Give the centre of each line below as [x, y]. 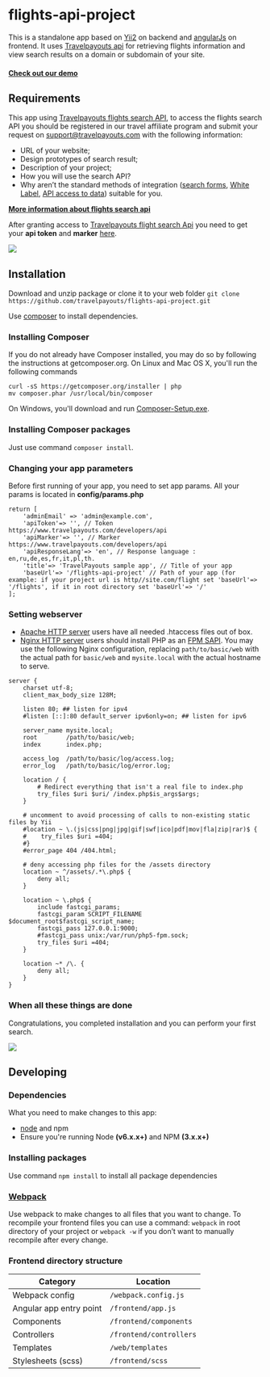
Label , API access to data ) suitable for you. [91, 194]
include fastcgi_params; [79, 907]
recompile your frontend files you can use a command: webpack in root [125, 1223]
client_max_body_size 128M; [70, 695]
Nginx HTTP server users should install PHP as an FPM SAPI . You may [137, 641]
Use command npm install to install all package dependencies [113, 1175]
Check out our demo [43, 73]
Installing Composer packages [69, 430]
